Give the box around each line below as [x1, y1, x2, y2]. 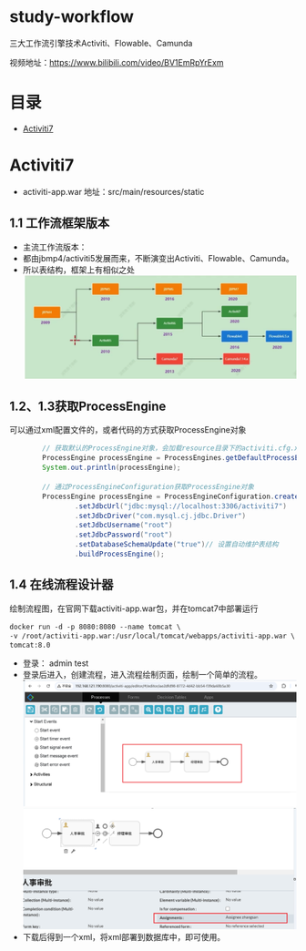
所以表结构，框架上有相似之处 [22, 264, 135, 275]
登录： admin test [22, 658, 89, 669]
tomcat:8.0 [9, 640, 51, 649]
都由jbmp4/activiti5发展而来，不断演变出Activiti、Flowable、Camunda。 [22, 252, 294, 263]
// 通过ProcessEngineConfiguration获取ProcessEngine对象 [42, 482, 255, 491]
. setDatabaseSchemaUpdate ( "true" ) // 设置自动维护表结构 [74, 540, 280, 549]
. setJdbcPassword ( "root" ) [74, 530, 173, 539]
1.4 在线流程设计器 [9, 577, 114, 593]
